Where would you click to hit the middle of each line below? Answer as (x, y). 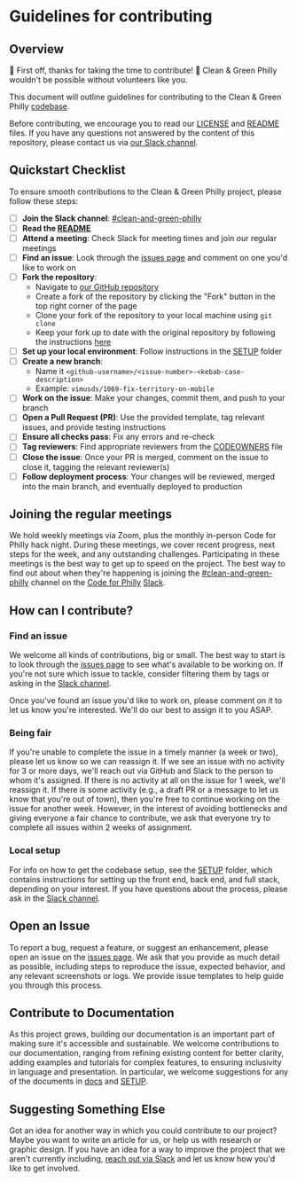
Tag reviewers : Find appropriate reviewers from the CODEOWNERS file (152, 447)
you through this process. (56, 985)
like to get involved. (45, 1169)
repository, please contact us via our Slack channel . (104, 142)
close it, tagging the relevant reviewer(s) (96, 466)
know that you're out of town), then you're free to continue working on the (145, 799)
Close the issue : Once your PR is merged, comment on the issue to (145, 457)
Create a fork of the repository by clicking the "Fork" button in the (156, 297)
